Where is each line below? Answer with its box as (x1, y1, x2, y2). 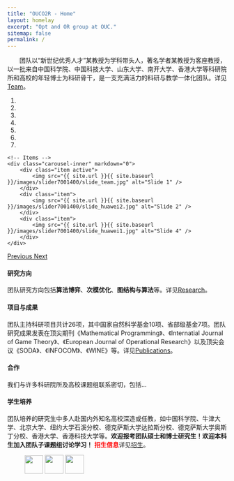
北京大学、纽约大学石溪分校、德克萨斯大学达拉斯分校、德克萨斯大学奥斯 (19, 423, 227, 431)
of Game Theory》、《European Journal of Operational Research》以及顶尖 (7, 337, 219, 346)
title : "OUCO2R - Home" (7, 10, 77, 17)
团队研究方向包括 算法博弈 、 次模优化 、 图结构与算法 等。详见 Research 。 (7, 286, 211, 294)
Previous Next (7, 252, 48, 260)
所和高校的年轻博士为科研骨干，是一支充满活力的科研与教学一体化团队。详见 (7, 74, 227, 82)
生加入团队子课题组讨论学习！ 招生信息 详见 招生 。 (7, 441, 150, 449)
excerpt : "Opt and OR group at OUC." (7, 23, 117, 30)
